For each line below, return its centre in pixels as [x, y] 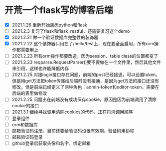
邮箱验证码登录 [27, 137]
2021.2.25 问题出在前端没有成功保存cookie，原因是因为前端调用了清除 [84, 99]
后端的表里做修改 [29, 93]
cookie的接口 [25, 106]
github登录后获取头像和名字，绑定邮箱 [51, 143]
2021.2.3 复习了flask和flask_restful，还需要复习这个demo [71, 31]
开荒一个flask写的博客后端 [59, 10]
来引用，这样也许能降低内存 [40, 69]
